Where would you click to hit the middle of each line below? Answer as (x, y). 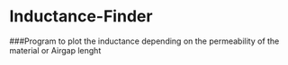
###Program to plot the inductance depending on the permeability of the (144, 41)
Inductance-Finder (81, 16)
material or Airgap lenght (55, 50)
